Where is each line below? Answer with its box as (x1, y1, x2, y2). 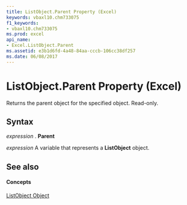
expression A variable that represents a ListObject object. (6, 144, 150, 151)
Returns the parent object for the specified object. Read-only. (6, 99, 159, 106)
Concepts (6, 179, 31, 186)
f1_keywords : (6, 20, 39, 26)
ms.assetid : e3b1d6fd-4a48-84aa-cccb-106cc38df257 (6, 48, 136, 54)
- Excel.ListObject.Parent (6, 43, 74, 49)
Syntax (6, 117, 34, 127)
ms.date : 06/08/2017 (6, 54, 58, 60)
